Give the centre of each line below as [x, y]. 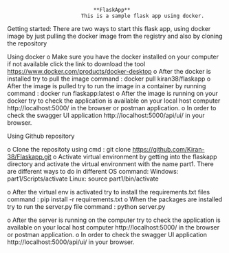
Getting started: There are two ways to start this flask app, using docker [109, 29]
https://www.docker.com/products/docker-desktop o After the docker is [109, 71]
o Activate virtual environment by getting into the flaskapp [135, 156]
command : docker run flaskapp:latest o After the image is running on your [113, 93]
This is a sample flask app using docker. [143, 16]
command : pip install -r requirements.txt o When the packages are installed [115, 199]
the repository [27, 43]
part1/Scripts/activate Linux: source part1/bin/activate [83, 179]
